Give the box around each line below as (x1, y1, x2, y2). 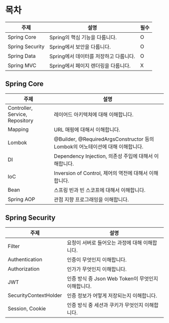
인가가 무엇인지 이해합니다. (67, 266, 127, 273)
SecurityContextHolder (8, 292, 62, 299)
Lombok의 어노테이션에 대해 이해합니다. (53, 143, 143, 150)
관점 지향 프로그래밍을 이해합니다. (53, 196, 129, 203)
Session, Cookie (8, 305, 46, 312)
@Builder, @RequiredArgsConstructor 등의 (53, 136, 154, 143)
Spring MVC (8, 61, 37, 69)
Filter (8, 242, 20, 249)
